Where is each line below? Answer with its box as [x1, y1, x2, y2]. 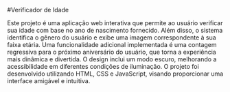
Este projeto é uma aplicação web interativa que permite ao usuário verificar [7, 19, 223, 27]
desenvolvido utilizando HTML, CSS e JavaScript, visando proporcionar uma [7, 70, 224, 78]
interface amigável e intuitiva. [7, 77, 91, 85]
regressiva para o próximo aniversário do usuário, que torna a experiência [7, 48, 216, 56]
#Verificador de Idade [7, 6, 69, 14]
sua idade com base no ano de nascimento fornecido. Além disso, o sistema [7, 27, 223, 34]
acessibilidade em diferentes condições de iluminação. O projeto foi [7, 63, 199, 70]
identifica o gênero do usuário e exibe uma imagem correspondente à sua [7, 33, 216, 42]
